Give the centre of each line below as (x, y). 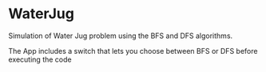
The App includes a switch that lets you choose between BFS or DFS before (133, 51)
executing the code (40, 59)
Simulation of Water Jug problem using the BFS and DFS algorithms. (121, 36)
